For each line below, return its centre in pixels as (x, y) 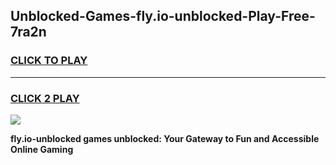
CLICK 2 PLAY (45, 98)
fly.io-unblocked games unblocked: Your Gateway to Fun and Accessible (165, 138)
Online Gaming (42, 149)
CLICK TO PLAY (49, 61)
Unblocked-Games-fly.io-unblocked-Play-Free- (163, 16)
